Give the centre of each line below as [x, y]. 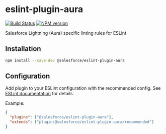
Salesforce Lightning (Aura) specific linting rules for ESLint [66, 33]
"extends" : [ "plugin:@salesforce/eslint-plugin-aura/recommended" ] [82, 122]
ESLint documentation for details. [40, 94]
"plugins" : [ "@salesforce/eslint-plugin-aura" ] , [62, 117]
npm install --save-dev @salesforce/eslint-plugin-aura [65, 60]
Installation [23, 49]
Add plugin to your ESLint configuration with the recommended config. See [83, 88]
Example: [15, 103]
